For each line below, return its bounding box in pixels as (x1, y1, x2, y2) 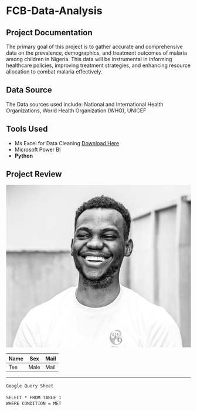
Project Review (6, 169, 62, 179)
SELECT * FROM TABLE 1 (6, 395, 62, 400)
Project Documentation (6, 28, 93, 38)
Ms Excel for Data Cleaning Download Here (14, 139, 120, 146)
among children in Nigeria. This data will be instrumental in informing (6, 56, 172, 62)
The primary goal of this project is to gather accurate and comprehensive (6, 43, 183, 50)
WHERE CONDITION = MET (6, 400, 62, 406)
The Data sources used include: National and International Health (6, 101, 164, 108)
